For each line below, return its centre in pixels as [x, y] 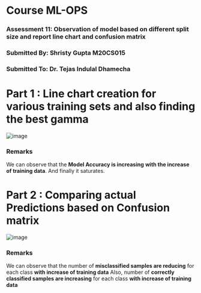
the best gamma [47, 119]
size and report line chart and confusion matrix [76, 37]
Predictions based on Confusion [88, 208]
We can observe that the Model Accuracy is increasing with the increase [98, 165]
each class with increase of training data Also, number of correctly [91, 272]
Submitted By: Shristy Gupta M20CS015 [66, 53]
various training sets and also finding [101, 107]
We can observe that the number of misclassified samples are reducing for [100, 266]
